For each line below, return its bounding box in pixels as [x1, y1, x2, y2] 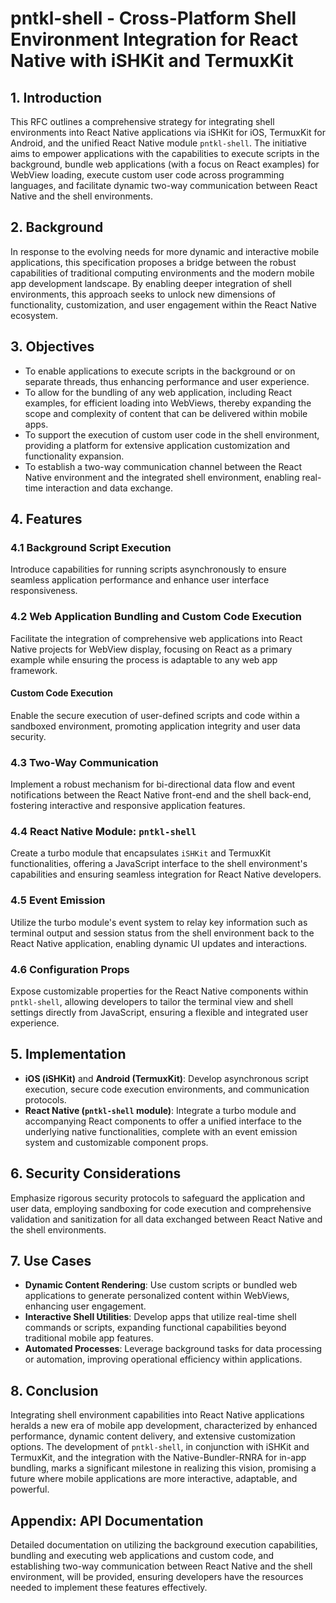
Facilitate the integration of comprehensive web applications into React [10, 632, 303, 644]
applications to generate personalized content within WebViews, [24, 1290, 290, 1302]
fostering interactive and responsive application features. [10, 800, 246, 812]
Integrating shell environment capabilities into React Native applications [10, 1409, 305, 1421]
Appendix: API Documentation [10, 1512, 204, 1529]
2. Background [10, 219, 104, 236]
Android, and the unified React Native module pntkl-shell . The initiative [10, 137, 307, 149]
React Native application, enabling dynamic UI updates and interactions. [10, 937, 308, 949]
